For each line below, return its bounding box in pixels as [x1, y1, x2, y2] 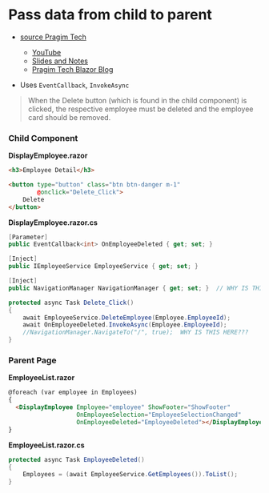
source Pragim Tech [19, 32, 86, 42]
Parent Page [8, 355, 57, 366]
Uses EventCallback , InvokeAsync [19, 80, 130, 90]
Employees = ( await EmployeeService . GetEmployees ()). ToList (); [22, 471, 239, 479]
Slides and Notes [31, 56, 88, 66]
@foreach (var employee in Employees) [8, 388, 138, 397]
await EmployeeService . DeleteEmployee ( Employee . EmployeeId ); [22, 314, 231, 322]
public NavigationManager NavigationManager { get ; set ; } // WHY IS [8, 284, 249, 292]
